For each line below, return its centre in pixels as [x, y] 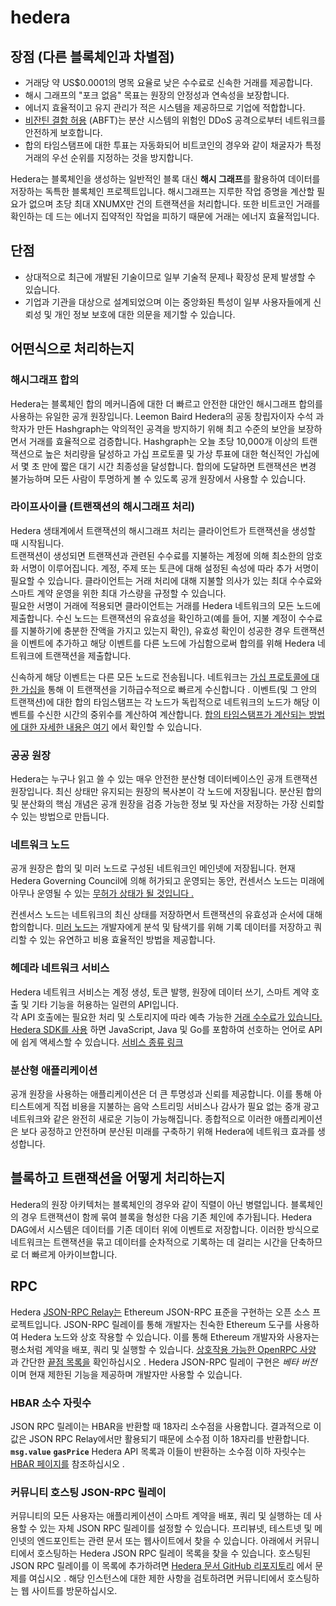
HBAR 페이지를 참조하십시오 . [67, 1463]
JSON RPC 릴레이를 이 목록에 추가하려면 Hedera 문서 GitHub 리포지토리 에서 [161, 1566]
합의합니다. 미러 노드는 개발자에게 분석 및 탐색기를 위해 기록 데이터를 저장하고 [161, 927]
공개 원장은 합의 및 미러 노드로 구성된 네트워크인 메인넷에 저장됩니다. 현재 [153, 868]
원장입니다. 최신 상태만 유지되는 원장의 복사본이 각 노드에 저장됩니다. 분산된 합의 [166, 792]
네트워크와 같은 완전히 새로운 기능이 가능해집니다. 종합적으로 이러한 [141, 1118]
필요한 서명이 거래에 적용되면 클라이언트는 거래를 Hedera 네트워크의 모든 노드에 [166, 605]
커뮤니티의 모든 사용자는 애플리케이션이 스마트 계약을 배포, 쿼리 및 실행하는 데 [161, 1516]
